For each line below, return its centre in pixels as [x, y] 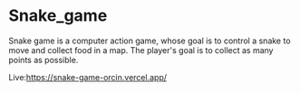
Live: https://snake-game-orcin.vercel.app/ [87, 77]
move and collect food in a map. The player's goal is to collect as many [141, 50]
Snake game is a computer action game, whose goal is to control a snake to [150, 41]
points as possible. [44, 60]
